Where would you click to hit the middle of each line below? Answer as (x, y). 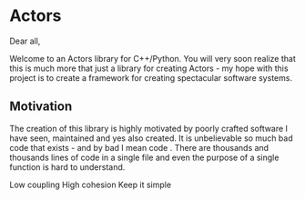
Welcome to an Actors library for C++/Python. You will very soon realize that (152, 58)
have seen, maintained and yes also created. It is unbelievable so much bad (151, 138)
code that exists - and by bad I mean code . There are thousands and (139, 147)
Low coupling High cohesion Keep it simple (90, 184)
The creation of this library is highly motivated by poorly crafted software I (149, 128)
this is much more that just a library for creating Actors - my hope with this (149, 68)
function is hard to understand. (67, 167)
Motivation (41, 107)
